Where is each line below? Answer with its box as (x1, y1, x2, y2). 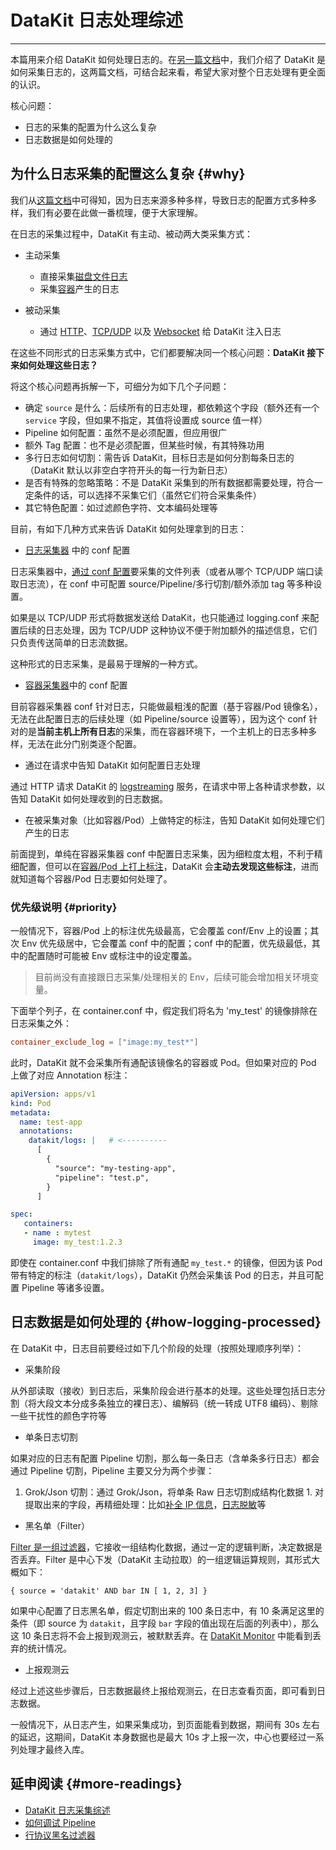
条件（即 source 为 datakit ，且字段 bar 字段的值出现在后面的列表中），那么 (10, 1617, 320, 1629)
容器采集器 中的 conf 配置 (24, 679, 128, 691)
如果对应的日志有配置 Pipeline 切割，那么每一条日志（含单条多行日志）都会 (10, 1452, 320, 1464)
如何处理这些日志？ (18, 359, 98, 371)
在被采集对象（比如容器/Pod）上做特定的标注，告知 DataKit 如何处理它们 (24, 814, 325, 826)
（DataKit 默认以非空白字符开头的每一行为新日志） (24, 464, 233, 476)
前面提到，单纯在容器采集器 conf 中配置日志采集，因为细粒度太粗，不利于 (10, 847, 315, 860)
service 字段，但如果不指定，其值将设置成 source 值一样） (24, 414, 268, 426)
